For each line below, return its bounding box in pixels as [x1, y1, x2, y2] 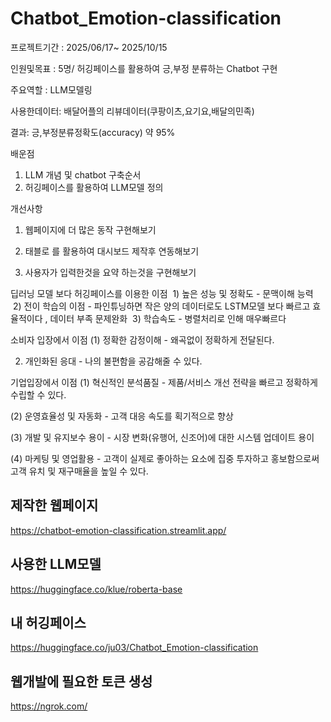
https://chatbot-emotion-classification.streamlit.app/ [10, 524, 227, 536]
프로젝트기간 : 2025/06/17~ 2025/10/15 [10, 41, 168, 53]
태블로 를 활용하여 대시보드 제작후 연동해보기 [24, 245, 200, 257]
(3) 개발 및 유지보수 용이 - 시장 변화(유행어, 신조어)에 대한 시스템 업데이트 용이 [10, 431, 315, 443]
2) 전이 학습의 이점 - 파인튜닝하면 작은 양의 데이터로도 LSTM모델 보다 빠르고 [12, 300, 311, 312]
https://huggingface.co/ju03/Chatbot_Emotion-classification [10, 642, 259, 654]
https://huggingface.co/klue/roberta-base [10, 583, 183, 595]
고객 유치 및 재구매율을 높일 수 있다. [10, 465, 149, 477]
